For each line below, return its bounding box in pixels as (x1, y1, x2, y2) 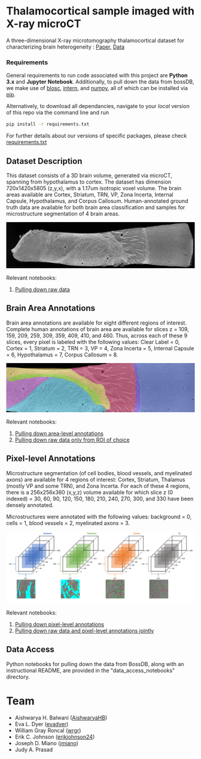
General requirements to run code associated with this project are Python (6, 72, 188, 79)
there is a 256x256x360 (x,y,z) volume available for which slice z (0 (6, 488, 173, 496)
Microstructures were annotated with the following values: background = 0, (6, 513, 192, 520)
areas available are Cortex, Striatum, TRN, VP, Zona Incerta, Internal (6, 191, 173, 198)
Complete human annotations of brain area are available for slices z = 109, (6, 325, 190, 332)
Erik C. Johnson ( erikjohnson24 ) (14, 733, 95, 740)
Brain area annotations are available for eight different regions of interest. (6, 319, 187, 326)
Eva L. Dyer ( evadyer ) (14, 720, 69, 727)
